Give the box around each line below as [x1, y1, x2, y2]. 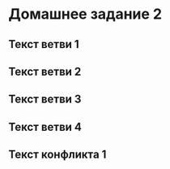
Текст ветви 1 [8, 37, 79, 51]
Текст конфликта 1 [8, 148, 107, 162]
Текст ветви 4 [8, 119, 83, 134]
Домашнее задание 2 [8, 5, 163, 24]
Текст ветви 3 [8, 93, 82, 106]
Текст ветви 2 [8, 64, 82, 78]
